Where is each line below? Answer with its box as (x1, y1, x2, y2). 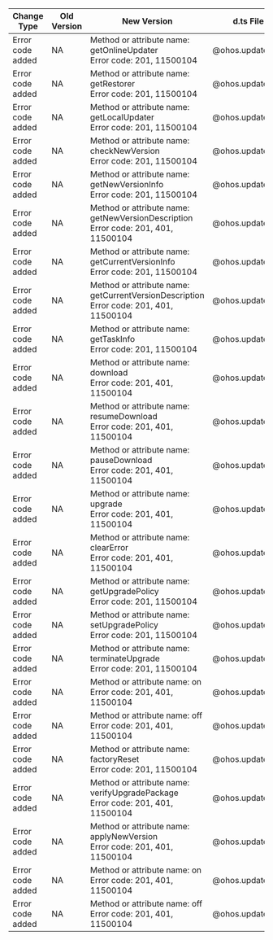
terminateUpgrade (89, 653, 160, 664)
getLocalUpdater (89, 111, 154, 123)
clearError (89, 542, 128, 553)
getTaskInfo (89, 334, 136, 344)
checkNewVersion (89, 146, 160, 156)
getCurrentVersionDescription (89, 290, 205, 300)
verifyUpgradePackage (89, 787, 179, 798)
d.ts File (232, 15, 264, 27)
